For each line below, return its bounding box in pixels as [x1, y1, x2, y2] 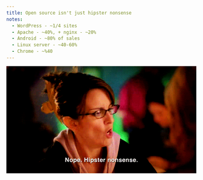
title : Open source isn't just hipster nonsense [6, 10, 132, 16]
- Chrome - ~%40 [12, 49, 53, 55]
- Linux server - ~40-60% [12, 42, 78, 48]
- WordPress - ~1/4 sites [12, 22, 78, 29]
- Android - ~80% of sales [12, 35, 80, 42]
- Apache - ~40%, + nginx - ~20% [12, 29, 97, 35]
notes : [6, 16, 23, 22]
